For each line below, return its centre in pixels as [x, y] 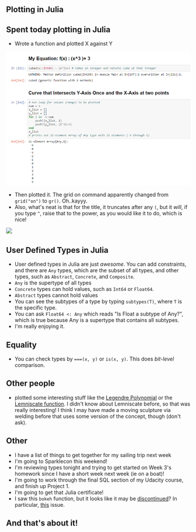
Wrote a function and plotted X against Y [63, 44]
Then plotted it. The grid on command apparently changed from [91, 195]
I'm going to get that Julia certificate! [59, 492]
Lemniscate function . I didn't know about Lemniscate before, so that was [102, 404]
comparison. [30, 365]
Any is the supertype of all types [53, 283]
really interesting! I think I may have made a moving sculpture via [92, 410]
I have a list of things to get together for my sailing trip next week [93, 455]
